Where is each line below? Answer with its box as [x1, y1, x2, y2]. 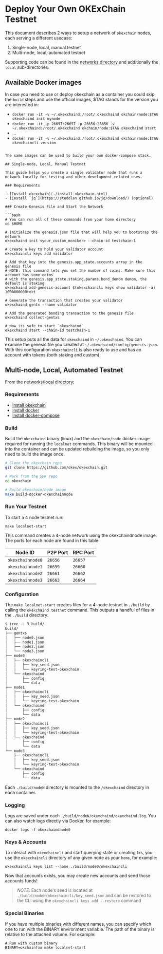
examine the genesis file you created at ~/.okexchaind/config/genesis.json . [5, 341, 158, 347]
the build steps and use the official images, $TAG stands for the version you [5, 96, 158, 102]
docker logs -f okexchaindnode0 [5, 827, 71, 832]
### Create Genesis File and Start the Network [5, 204, 104, 209]
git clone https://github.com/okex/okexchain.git [5, 465, 108, 470]
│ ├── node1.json [5, 639, 45, 645]
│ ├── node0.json [5, 635, 45, 640]
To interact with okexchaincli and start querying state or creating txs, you [5, 850, 153, 856]
